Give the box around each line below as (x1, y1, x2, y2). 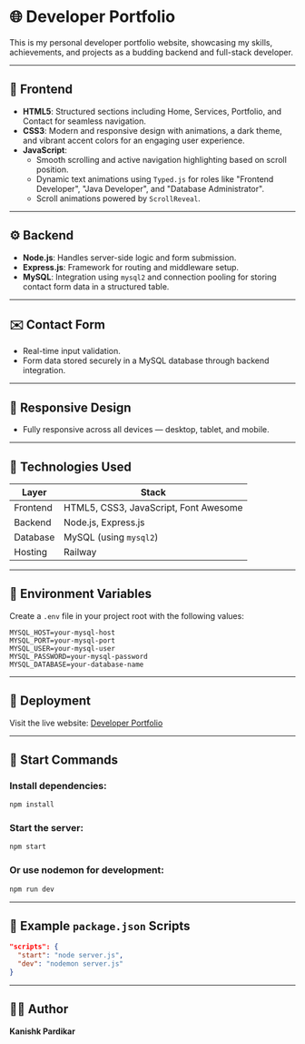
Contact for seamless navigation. (22, 116, 147, 127)
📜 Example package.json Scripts (9, 917, 191, 934)
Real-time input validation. (22, 346, 121, 357)
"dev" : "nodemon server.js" (17, 959, 124, 968)
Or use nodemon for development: (9, 864, 165, 877)
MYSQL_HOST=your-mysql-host (9, 628, 116, 637)
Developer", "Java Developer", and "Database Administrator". (35, 183, 265, 194)
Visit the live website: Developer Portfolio (9, 717, 163, 728)
